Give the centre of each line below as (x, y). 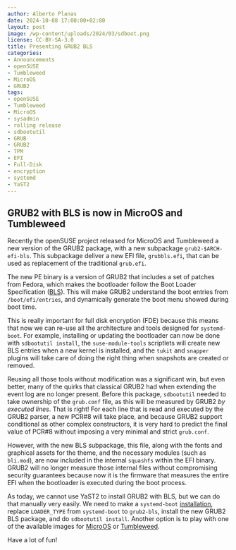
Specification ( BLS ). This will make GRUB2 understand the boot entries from (118, 292)
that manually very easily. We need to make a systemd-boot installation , (110, 504)
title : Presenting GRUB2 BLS (50, 47)
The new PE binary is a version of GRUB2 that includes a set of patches (111, 277)
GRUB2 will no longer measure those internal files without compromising (113, 468)
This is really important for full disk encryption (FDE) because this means (113, 321)
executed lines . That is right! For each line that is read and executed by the (116, 409)
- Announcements (31, 60)
